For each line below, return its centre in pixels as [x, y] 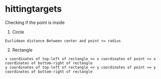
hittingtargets [33, 9]
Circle [18, 32]
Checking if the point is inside [35, 22]
